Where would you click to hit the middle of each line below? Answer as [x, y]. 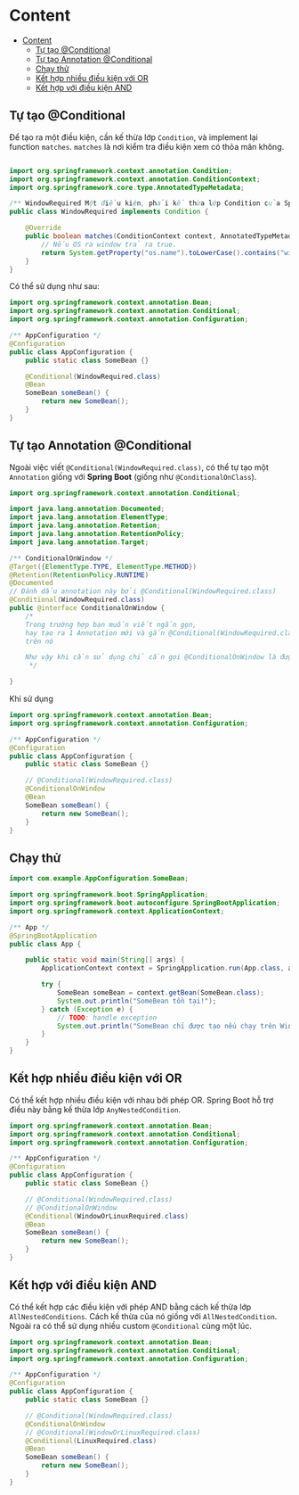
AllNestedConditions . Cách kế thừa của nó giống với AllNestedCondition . [143, 1316]
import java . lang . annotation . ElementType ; [89, 517]
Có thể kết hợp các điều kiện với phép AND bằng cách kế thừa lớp [130, 1307]
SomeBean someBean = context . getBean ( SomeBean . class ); [161, 993]
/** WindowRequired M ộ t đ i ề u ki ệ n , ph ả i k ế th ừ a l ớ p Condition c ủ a [145, 203]
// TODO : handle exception [107, 1018]
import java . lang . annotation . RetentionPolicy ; [97, 534]
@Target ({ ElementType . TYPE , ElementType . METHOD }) [103, 566]
